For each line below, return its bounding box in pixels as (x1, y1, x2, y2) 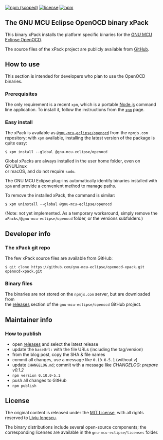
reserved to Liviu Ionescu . (5, 415, 57, 421)
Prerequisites (5, 90, 37, 97)
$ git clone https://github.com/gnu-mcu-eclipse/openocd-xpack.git (5, 264, 145, 269)
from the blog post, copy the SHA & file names (12, 352, 106, 357)
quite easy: (5, 140, 28, 146)
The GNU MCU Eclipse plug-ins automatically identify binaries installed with (5, 178, 157, 184)
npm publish (12, 383, 36, 388)
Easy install (5, 119, 33, 125)
